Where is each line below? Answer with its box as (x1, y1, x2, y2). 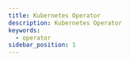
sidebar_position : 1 (8, 41, 77, 49)
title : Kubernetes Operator (8, 11, 101, 20)
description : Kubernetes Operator (8, 19, 123, 27)
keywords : (8, 26, 41, 34)
